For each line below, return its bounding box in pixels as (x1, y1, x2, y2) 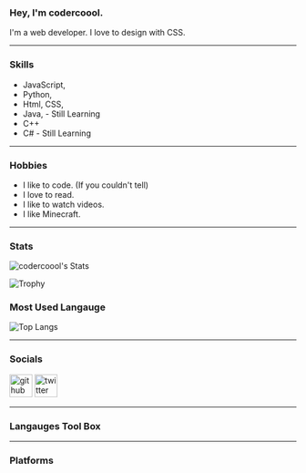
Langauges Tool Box (9, 419, 102, 432)
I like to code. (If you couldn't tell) (22, 180, 148, 190)
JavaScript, (22, 79, 66, 90)
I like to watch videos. (22, 199, 105, 210)
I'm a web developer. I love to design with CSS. (9, 27, 186, 38)
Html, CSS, (22, 98, 64, 109)
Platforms (9, 454, 55, 467)
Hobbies (9, 159, 48, 171)
